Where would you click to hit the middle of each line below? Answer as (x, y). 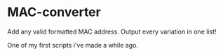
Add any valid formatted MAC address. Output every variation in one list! (112, 31)
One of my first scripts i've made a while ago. (73, 45)
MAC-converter (54, 12)
